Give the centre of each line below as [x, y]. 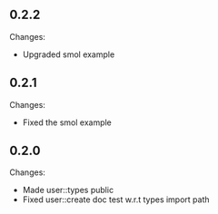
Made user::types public [68, 190]
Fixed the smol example [67, 122]
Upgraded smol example [69, 54]
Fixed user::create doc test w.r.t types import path [116, 199]
